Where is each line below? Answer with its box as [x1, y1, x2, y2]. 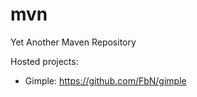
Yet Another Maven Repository [10, 36, 137, 48]
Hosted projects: [10, 55, 79, 67]
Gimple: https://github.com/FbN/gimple [24, 74, 187, 87]
